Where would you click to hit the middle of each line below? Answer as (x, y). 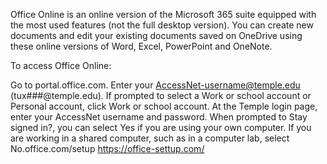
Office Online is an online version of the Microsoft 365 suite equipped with (163, 14)
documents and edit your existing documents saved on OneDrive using (156, 35)
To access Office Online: (61, 65)
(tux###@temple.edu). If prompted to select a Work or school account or (161, 95)
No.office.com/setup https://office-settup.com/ (107, 148)
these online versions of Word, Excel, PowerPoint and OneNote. (141, 46)
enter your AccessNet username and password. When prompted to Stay (159, 117)
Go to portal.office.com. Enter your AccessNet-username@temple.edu (155, 85)
